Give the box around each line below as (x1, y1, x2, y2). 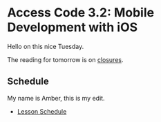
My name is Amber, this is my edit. (7, 94, 105, 102)
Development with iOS (7, 19, 138, 35)
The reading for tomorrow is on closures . (7, 55, 124, 63)
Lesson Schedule (17, 107, 67, 115)
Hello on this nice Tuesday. (7, 42, 84, 50)
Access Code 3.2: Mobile (7, 5, 154, 21)
